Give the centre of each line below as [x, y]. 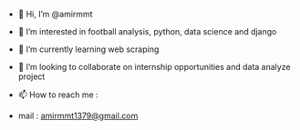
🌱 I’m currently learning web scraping [88, 49]
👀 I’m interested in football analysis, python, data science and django [147, 31]
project [31, 76]
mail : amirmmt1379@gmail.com [78, 115]
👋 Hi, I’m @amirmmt [55, 14]
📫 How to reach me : [58, 95]
